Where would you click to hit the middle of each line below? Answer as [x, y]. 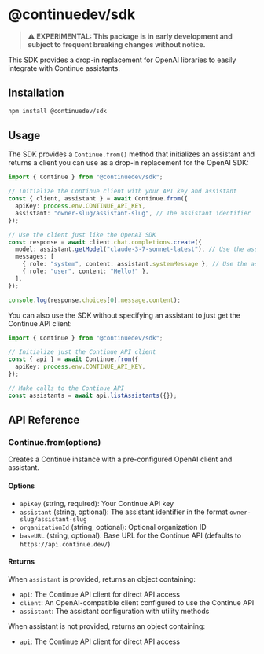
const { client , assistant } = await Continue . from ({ [98, 199]
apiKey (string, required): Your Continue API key [97, 503]
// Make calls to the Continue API [66, 388]
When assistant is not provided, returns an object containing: [107, 626]
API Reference [44, 420]
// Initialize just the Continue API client [82, 352]
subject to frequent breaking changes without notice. [116, 44]
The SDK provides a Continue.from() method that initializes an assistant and [132, 154]
